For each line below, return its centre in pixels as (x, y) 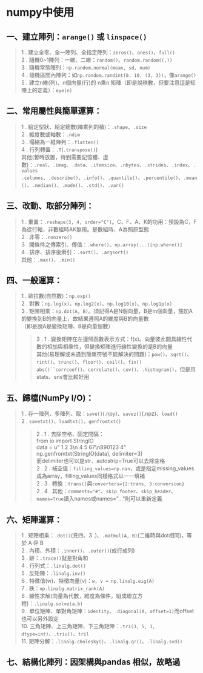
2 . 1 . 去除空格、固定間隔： (70, 434)
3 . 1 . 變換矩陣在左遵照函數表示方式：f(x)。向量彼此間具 (106, 339)
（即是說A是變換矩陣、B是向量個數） (67, 326)
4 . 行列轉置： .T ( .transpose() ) (59, 149)
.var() (116, 185)
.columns (32, 178)
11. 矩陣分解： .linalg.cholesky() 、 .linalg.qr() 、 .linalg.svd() (102, 642)
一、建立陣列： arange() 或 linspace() (77, 37)
